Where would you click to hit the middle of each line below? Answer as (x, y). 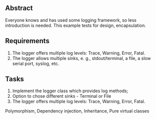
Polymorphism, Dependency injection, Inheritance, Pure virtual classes (77, 111)
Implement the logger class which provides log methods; (70, 91)
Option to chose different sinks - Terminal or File (62, 96)
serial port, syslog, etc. (36, 63)
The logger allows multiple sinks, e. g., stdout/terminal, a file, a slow (81, 58)
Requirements (27, 41)
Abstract (19, 8)
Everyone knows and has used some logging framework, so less (71, 20)
